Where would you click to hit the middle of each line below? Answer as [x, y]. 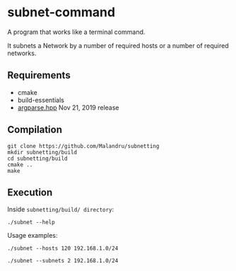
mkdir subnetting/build [42, 152]
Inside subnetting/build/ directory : [61, 209]
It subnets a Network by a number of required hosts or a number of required [118, 45]
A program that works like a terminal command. [76, 32]
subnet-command [61, 12]
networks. [22, 53]
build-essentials [41, 100]
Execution [30, 192]
